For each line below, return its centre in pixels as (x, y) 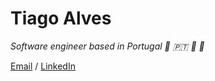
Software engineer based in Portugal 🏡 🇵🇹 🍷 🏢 (107, 46)
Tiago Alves (61, 18)
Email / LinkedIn (43, 66)
